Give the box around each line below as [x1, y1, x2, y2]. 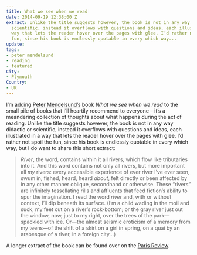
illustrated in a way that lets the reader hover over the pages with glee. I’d [6, 132, 184, 139]
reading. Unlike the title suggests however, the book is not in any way [6, 120, 174, 127]
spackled [20, 218, 43, 225]
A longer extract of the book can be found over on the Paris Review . [6, 242, 170, 249]
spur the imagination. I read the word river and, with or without [20, 193, 172, 200]
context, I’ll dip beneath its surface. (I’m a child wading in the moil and [20, 199, 189, 206]
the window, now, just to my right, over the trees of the [20, 212, 152, 219]
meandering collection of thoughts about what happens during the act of [6, 113, 182, 120]
